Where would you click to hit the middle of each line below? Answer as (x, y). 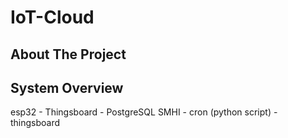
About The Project (68, 54)
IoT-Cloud (52, 17)
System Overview (67, 87)
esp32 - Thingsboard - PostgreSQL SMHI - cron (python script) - (144, 112)
